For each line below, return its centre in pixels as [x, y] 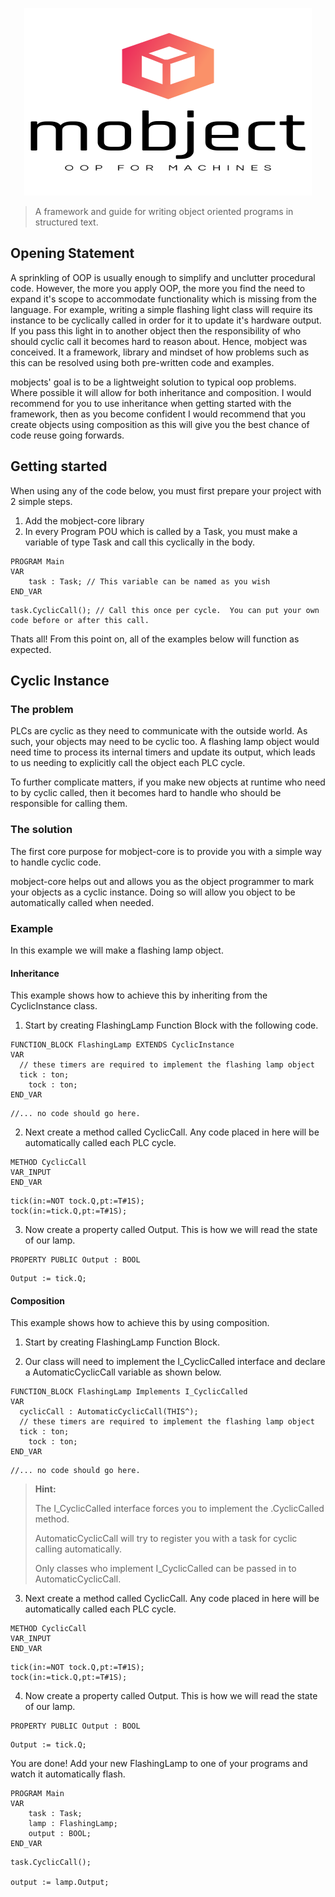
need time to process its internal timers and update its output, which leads [163, 752]
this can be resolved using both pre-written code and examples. [142, 362]
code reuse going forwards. [67, 435]
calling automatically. [78, 1549]
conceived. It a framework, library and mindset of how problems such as [160, 352]
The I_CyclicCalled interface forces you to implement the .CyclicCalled [179, 1509]
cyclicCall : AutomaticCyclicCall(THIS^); [109, 1412]
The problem [42, 709]
